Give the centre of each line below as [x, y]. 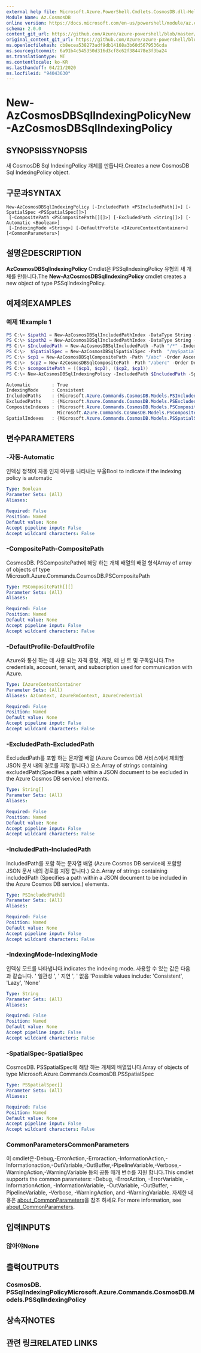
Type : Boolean [24, 489]
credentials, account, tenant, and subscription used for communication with [99, 667]
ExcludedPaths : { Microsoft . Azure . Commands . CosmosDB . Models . [88, 402]
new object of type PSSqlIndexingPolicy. [56, 283]
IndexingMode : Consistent [45, 390]
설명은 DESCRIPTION [44, 253]
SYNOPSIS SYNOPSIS [47, 150]
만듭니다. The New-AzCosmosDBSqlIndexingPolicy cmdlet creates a [102, 276]
